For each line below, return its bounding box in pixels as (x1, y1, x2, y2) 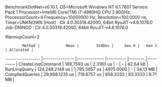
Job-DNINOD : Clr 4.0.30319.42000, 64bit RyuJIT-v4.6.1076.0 (5, 25, 129, 30)
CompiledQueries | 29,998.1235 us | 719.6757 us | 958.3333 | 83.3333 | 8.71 (5, 72, 157, 77)
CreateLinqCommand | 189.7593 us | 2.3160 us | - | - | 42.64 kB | (18, 61, 148, 67)
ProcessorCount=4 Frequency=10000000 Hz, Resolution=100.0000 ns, (5, 14, 148, 20)
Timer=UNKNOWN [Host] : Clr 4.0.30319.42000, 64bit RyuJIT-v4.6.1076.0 (5, 19, 153, 25)
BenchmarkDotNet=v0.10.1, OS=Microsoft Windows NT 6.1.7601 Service (5, 4, 148, 10)
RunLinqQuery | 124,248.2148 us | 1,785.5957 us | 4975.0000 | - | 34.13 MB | (5, 66, 158, 72)
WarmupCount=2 (5, 34, 40, 40)
